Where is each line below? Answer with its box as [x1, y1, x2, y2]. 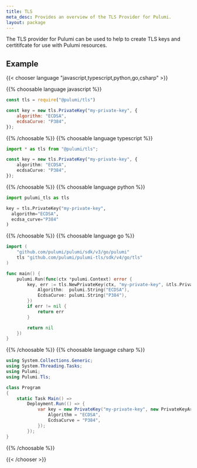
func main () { [6, 270, 41, 276]
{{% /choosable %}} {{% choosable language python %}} [6, 183, 145, 191]
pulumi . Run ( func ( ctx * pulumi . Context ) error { [16, 276, 133, 282]
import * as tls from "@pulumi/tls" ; [6, 146, 98, 152]
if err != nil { [27, 303, 67, 310]
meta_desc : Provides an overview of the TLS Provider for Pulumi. [6, 14, 172, 20]
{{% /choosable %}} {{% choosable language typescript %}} [6, 134, 154, 141]
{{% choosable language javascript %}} [6, 86, 102, 93]
